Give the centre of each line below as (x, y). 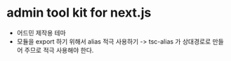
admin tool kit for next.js (79, 13)
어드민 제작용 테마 (41, 33)
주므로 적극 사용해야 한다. (59, 50)
